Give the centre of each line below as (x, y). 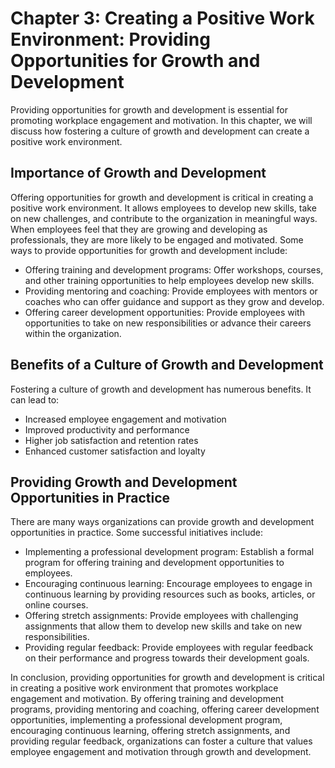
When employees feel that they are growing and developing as (139, 229)
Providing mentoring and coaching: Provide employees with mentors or (171, 291)
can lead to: (35, 399)
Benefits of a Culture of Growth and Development (167, 365)
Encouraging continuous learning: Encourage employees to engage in (168, 584)
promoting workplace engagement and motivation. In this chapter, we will (161, 120)
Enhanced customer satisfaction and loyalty (115, 451)
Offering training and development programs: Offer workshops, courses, (174, 269)
